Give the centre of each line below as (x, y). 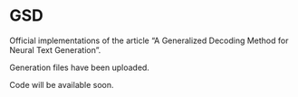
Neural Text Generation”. (55, 49)
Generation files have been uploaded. (79, 67)
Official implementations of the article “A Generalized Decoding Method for (149, 40)
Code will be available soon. (62, 84)
